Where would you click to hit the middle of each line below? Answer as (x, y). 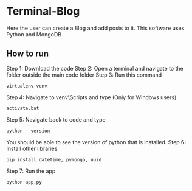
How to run (28, 54)
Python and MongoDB (34, 34)
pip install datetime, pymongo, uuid (54, 159)
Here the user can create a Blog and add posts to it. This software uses (95, 28)
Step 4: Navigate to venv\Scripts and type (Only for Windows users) (91, 97)
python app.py (24, 182)
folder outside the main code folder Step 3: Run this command (84, 75)
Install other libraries (32, 148)
